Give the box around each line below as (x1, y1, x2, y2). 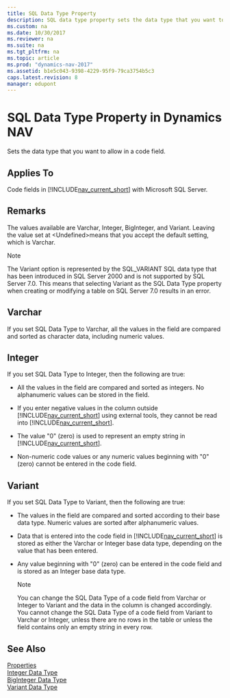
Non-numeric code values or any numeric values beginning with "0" (16, 453, 209, 461)
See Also (7, 643, 46, 655)
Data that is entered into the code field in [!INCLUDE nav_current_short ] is (16, 532, 223, 540)
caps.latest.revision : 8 (7, 74, 78, 81)
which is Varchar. (7, 238, 56, 246)
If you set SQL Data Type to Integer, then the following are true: (7, 370, 186, 379)
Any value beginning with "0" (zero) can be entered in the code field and (16, 560, 222, 568)
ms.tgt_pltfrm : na (7, 49, 60, 56)
